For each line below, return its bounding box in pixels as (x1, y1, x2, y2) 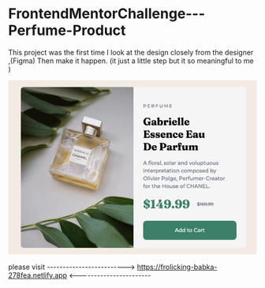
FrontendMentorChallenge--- (8, 5, 206, 23)
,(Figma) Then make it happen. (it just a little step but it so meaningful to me (8, 56, 254, 65)
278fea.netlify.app (8, 271, 68, 280)
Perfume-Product (8, 21, 126, 39)
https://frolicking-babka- (136, 262, 218, 272)
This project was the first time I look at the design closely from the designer (8, 47, 254, 57)
